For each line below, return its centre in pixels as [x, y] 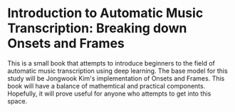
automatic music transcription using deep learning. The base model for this [117, 71]
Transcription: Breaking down [97, 28]
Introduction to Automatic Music [105, 13]
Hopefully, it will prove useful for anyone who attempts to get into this [109, 93]
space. [17, 101]
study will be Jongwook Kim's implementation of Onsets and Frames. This [116, 78]
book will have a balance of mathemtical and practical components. [106, 86]
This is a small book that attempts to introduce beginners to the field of [111, 63]
